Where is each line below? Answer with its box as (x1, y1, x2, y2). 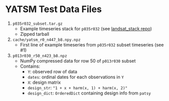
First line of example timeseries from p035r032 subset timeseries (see (20, 41, 164, 47)
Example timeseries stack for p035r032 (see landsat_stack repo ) (20, 25, 152, 31)
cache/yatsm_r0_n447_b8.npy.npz (12, 37, 81, 42)
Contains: (20, 63, 40, 69)
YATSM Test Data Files (5, 4, 102, 15)
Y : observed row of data (27, 68, 77, 74)
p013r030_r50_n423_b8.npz (12, 53, 67, 59)
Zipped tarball (20, 31, 49, 37)
